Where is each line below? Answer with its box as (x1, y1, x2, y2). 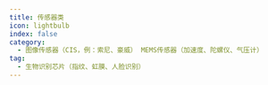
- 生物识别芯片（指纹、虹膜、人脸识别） (17, 63, 146, 72)
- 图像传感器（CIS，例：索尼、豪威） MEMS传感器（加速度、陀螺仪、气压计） (17, 46, 264, 55)
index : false (9, 29, 58, 38)
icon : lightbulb (9, 21, 70, 30)
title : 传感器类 (9, 12, 64, 22)
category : (9, 37, 46, 47)
